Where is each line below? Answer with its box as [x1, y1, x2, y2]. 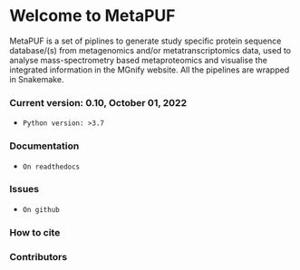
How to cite [9, 226, 61, 238]
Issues [9, 183, 40, 196]
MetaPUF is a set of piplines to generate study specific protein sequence [9, 35, 282, 46]
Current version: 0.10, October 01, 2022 [9, 96, 188, 109]
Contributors [9, 250, 68, 263]
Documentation [9, 140, 80, 152]
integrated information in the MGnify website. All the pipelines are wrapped [9, 64, 290, 75]
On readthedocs [22, 162, 81, 171]
